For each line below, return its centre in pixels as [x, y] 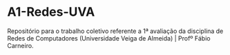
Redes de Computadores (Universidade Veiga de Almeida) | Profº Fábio [109, 38]
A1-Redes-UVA [51, 12]
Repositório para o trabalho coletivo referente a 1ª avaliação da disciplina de [115, 31]
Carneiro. [20, 45]
